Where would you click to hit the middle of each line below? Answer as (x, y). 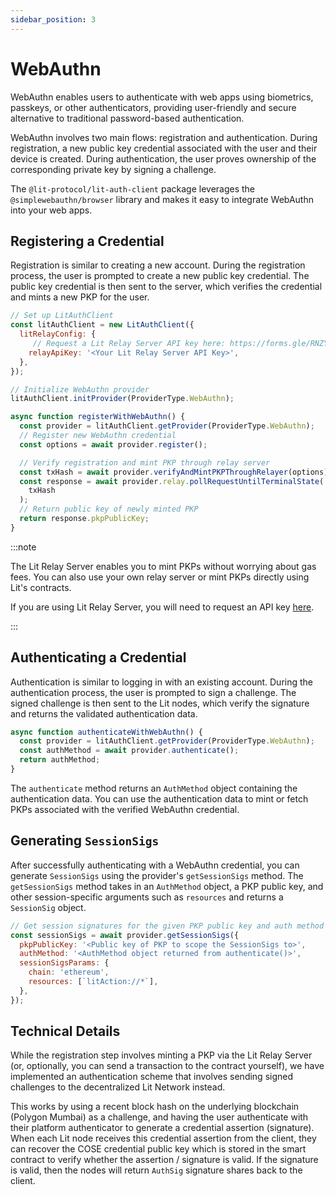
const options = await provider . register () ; (113, 444)
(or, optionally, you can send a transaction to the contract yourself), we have (167, 1066)
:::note (23, 547)
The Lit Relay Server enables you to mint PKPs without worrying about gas (163, 566)
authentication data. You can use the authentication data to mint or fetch (159, 798)
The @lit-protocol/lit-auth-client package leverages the (133, 188)
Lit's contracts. (41, 587)
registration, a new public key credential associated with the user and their (164, 148)
